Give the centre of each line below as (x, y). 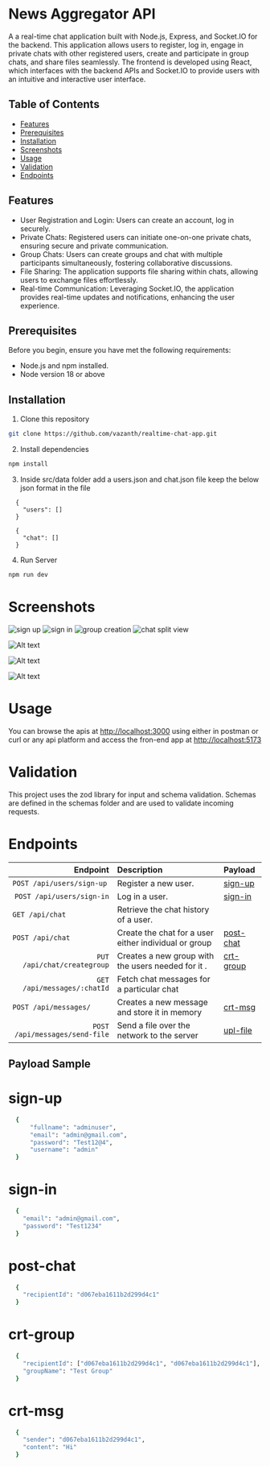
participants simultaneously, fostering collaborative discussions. (126, 263)
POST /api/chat (41, 938)
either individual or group (164, 942)
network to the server (157, 1035)
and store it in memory (160, 1012)
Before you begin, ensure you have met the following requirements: (120, 350)
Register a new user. (155, 883)
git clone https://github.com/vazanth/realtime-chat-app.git (113, 434)
